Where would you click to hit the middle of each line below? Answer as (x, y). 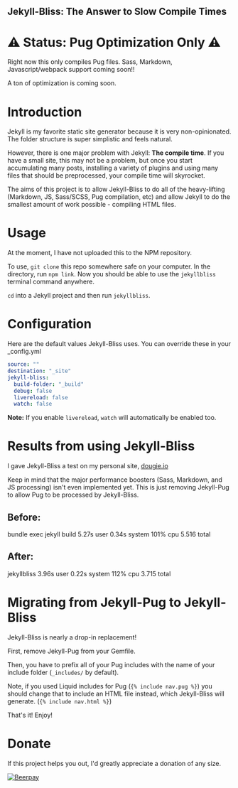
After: (21, 557)
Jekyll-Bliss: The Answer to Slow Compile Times (117, 12)
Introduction (45, 112)
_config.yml (24, 352)
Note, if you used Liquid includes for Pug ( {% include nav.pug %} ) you (110, 686)
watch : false (33, 404)
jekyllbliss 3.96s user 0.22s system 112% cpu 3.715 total (89, 573)
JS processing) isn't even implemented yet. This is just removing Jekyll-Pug (118, 487)
